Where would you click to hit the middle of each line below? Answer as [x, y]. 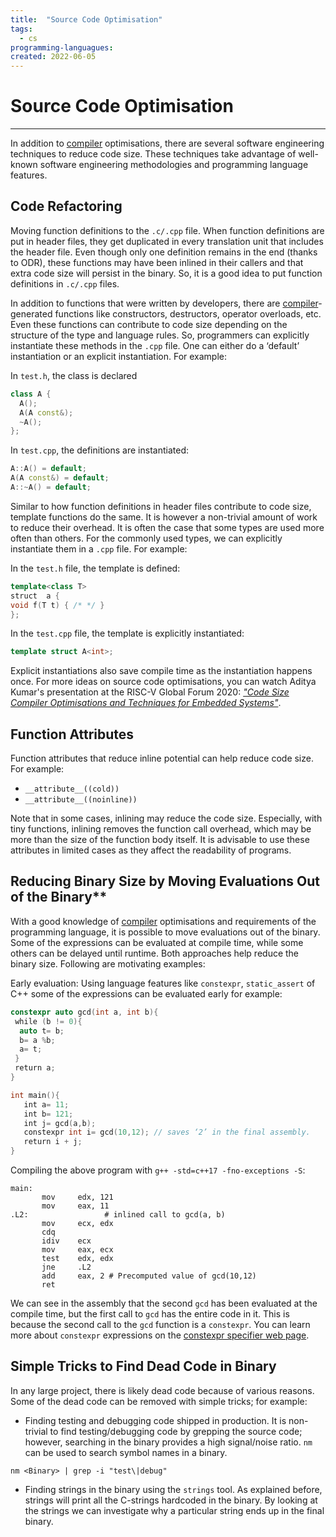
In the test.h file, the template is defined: [95, 568]
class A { [31, 394]
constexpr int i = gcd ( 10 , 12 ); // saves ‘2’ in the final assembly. [167, 1132]
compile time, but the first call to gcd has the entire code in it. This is [150, 1314]
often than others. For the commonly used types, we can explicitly [146, 538]
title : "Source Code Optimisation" [86, 19]
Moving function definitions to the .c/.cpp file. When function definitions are [167, 230]
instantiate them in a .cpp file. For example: [99, 548]
